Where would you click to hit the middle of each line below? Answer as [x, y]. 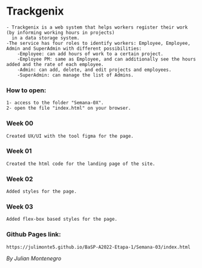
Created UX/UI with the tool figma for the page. [70, 136]
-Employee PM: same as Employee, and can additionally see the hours [107, 59]
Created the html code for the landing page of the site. [81, 164]
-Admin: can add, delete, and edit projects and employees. [94, 70]
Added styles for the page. [42, 192]
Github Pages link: [34, 235]
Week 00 [20, 124]
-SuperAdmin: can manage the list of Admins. [76, 75]
